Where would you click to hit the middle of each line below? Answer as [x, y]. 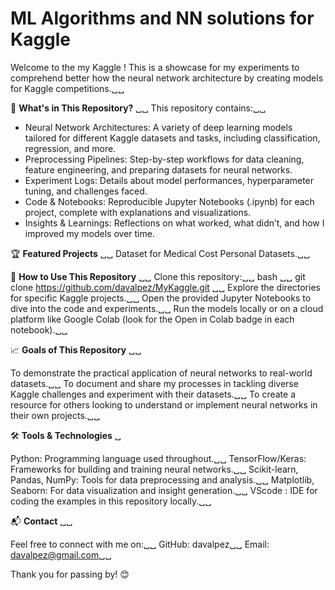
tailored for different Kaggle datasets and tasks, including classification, [172, 138]
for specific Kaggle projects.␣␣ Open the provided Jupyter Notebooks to [161, 298]
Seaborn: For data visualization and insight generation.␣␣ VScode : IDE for [164, 490]
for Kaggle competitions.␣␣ [67, 88]
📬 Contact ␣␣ [41, 521]
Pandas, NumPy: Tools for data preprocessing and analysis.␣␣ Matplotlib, [162, 479]
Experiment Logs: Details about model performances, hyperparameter [169, 180]
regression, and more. [70, 148]
